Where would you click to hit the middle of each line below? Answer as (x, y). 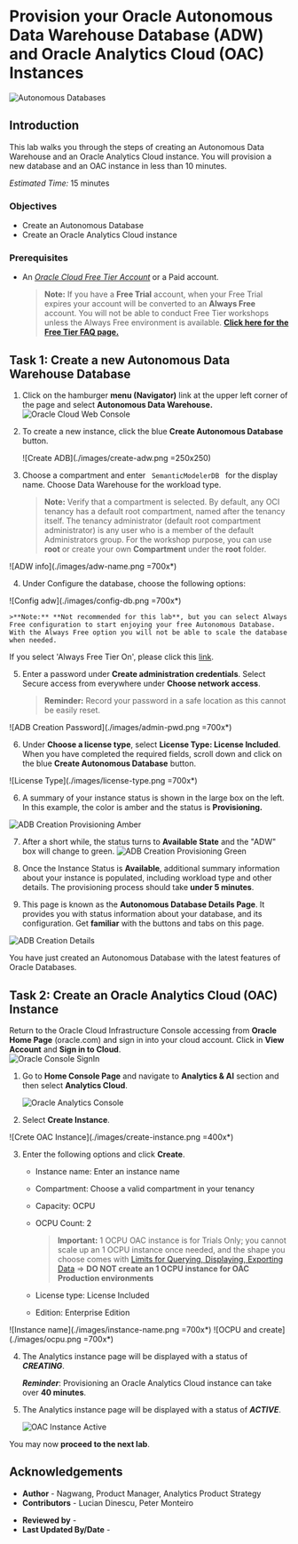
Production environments (106, 1277)
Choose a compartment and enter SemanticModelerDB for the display (149, 475)
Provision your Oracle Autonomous (141, 16)
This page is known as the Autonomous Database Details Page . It (143, 904)
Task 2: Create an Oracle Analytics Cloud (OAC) (143, 995)
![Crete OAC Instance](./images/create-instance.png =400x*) (122, 1137)
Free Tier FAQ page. (82, 332)
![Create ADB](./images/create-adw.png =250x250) (116, 458)
